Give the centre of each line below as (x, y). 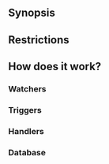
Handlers (26, 131)
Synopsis (32, 13)
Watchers (27, 89)
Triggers (25, 110)
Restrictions (39, 40)
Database (27, 152)
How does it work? (55, 67)
